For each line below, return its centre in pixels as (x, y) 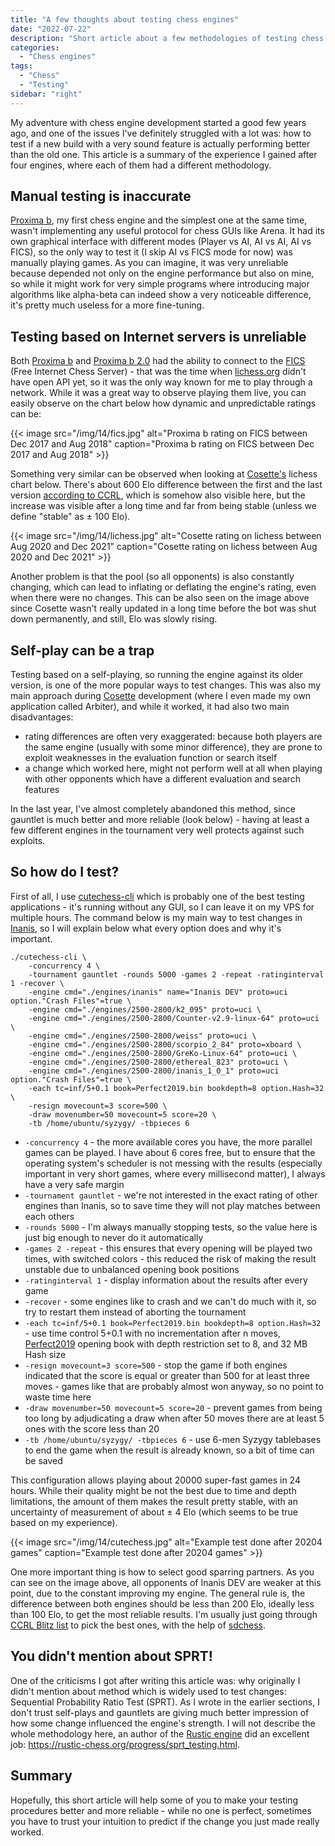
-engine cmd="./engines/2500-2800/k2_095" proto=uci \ (145, 1009)
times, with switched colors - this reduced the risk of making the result (170, 1258)
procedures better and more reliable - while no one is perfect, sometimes (161, 1810)
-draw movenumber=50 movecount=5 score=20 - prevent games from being (173, 1407)
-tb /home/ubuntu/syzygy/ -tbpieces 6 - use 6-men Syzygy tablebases (173, 1439)
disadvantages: (42, 717)
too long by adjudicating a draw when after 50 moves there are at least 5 (174, 1418)
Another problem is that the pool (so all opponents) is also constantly (152, 577)
